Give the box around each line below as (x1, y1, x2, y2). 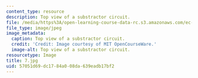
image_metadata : (6, 30, 46, 36)
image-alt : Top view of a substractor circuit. (11, 47, 131, 53)
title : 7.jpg (6, 57, 38, 63)
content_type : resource (6, 8, 65, 15)
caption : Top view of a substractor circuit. (11, 36, 126, 42)
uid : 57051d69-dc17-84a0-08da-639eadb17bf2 (6, 63, 115, 69)
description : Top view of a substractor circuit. (6, 14, 131, 20)
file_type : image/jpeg (6, 25, 62, 31)
